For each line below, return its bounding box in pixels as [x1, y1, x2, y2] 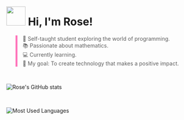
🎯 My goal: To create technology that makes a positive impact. [22, 60, 179, 67]
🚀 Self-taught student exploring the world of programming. [22, 35, 171, 42]
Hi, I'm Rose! [27, 15, 93, 29]
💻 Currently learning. [22, 51, 77, 58]
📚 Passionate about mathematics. [22, 41, 108, 49]
